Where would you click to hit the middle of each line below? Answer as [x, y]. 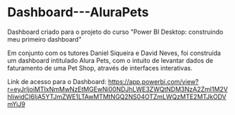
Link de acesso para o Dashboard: [57, 81]
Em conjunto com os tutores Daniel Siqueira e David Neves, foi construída [114, 53]
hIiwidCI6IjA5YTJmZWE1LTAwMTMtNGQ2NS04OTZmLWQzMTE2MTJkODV [117, 97]
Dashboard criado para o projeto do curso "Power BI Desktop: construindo [115, 32]
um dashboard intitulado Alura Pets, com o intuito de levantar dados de [110, 60]
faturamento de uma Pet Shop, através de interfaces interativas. [100, 68]
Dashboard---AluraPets [78, 12]
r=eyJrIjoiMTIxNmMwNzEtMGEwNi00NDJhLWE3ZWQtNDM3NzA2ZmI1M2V [118, 89]
